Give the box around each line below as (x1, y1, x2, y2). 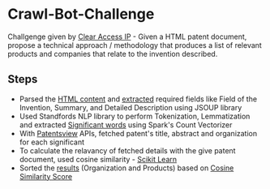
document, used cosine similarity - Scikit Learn (19, 154, 178, 164)
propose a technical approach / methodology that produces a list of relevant (7, 40, 263, 49)
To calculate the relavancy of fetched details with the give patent (19, 145, 236, 155)
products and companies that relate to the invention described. (7, 49, 218, 58)
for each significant (19, 137, 84, 147)
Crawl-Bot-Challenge (7, 5, 155, 24)
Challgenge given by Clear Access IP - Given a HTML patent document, (7, 32, 247, 41)
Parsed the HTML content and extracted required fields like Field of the (19, 94, 257, 104)
